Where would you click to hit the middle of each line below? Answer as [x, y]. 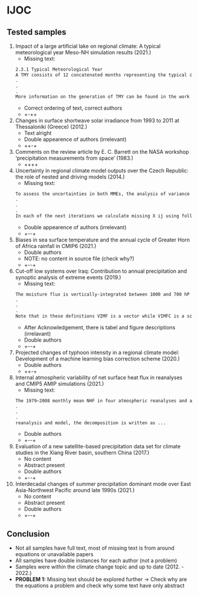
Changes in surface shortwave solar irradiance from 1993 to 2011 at [97, 121]
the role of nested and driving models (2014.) [70, 177]
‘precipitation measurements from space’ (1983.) [74, 158]
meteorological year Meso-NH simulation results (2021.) [83, 52]
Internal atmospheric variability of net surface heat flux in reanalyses [99, 377]
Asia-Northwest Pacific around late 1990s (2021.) [75, 490]
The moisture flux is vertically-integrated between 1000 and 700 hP [103, 294]
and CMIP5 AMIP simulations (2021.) [60, 384]
